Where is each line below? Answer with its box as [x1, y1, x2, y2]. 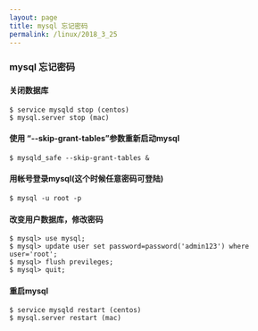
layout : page [9, 13, 58, 22]
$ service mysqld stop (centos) [9, 105, 129, 115]
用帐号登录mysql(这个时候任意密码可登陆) [9, 174, 163, 184]
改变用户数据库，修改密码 [9, 214, 104, 225]
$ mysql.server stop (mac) [9, 113, 110, 122]
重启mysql [9, 285, 49, 296]
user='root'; [9, 250, 58, 259]
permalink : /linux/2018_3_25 [9, 30, 118, 38]
